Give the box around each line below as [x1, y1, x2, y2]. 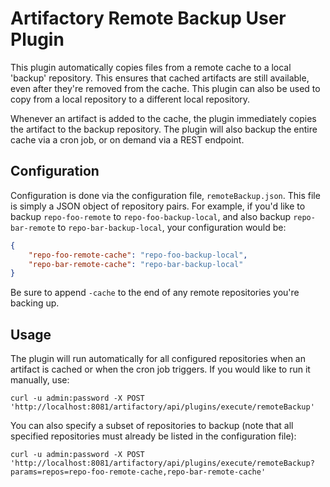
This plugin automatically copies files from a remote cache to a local [10, 61, 292, 73]
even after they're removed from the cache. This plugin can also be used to [10, 82, 321, 94]
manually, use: [10, 374, 70, 386]
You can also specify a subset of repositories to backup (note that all [10, 420, 294, 432]
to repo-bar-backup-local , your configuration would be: [57, 221, 287, 233]
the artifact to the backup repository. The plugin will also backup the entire [10, 123, 318, 135]
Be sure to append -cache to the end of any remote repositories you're [10, 287, 300, 299]
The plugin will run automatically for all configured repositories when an [10, 353, 306, 365]
